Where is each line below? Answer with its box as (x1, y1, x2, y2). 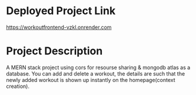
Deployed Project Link (6, 4, 116, 18)
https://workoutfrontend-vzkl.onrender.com (6, 24, 112, 31)
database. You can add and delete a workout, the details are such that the (6, 70, 185, 77)
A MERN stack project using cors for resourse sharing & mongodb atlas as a (6, 64, 191, 71)
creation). (6, 83, 29, 90)
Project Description (6, 44, 103, 58)
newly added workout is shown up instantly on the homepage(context (6, 76, 175, 83)
